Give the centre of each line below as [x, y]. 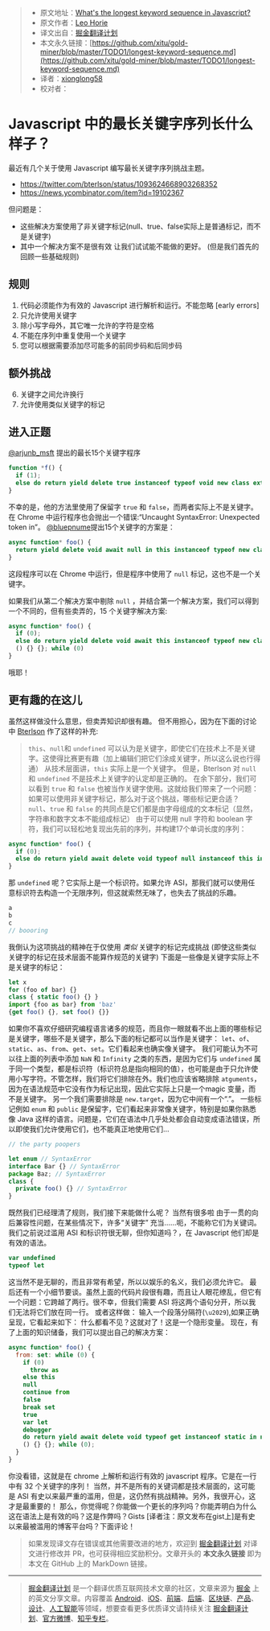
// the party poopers [45, 1145]
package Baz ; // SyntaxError [57, 1174]
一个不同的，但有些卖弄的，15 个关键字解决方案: [88, 611]
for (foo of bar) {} [43, 990]
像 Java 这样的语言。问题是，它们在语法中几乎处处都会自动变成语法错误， [131, 1119]
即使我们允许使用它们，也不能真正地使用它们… [92, 1129]
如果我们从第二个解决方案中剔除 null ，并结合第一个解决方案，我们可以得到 [134, 601]
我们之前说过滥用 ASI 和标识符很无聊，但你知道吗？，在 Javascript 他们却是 [134, 1233]
